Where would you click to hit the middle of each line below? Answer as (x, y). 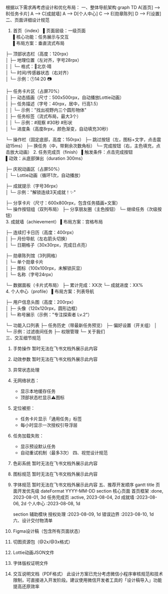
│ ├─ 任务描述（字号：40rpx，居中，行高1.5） (53, 104)
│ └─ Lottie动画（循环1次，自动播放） (44, 175)
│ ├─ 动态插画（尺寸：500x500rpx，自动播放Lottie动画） (65, 97)
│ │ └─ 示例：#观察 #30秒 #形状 (39, 123)
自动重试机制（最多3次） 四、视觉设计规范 (64, 453)
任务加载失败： (28, 436)
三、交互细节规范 (23, 338)
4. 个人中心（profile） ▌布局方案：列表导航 (50, 291)
